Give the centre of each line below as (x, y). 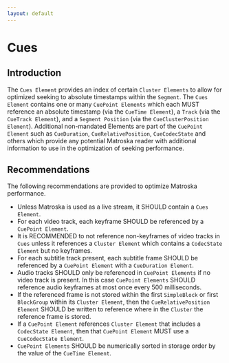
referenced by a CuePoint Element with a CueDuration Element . (105, 265)
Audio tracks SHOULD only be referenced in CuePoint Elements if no (114, 273)
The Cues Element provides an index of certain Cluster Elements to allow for (115, 90)
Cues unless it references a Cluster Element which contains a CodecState (120, 243)
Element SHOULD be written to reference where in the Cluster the (110, 309)
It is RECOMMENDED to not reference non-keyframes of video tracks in (118, 236)
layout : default (30, 13)
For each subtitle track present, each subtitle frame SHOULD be (107, 258)
